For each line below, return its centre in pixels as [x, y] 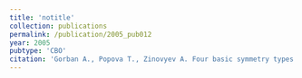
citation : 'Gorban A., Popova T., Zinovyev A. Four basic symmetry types [152, 59]
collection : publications [58, 26]
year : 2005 [30, 43]
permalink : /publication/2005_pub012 [81, 34]
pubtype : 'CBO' [38, 51]
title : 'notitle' [42, 17]
